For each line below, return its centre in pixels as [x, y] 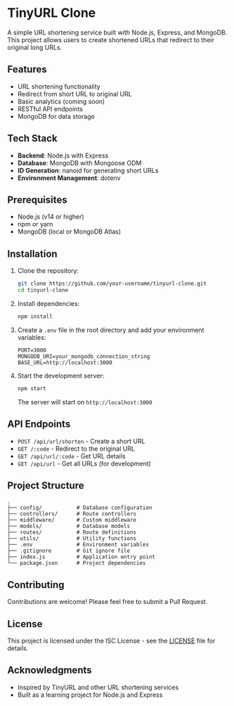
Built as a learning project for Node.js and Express [90, 695]
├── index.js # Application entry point [82, 557]
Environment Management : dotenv [69, 178]
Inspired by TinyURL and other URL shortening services [98, 687]
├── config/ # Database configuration [80, 508]
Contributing [36, 585]
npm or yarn [35, 224]
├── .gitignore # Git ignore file [69, 551]
